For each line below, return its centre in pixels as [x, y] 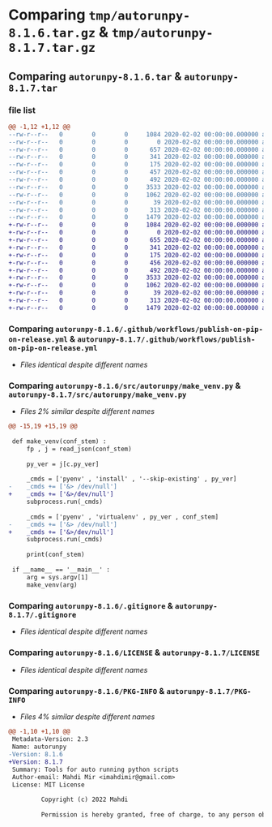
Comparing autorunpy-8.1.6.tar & [95, 76]
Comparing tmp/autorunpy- [100, 15]
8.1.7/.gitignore [42, 615]
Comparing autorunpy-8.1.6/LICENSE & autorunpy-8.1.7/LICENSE [134, 653]
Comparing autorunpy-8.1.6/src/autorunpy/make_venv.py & [125, 386]
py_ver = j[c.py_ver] [63, 464]
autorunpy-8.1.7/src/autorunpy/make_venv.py [98, 394]
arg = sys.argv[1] [57, 577]
